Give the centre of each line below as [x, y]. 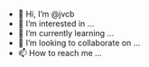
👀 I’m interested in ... [56, 24]
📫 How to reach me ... [60, 53]
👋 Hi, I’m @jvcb [46, 14]
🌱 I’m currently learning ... [66, 33]
